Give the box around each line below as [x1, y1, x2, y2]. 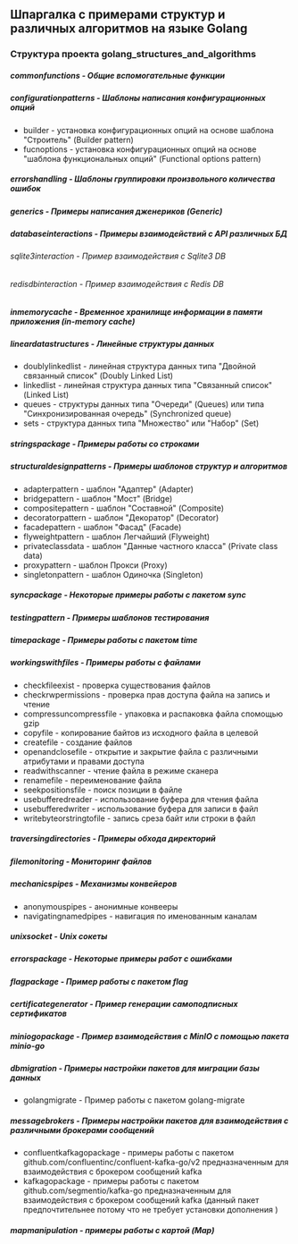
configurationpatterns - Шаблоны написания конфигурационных [10, 93, 266, 104]
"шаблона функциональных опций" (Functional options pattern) [22, 153, 261, 164]
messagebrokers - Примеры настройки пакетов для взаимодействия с [10, 1115, 289, 1126]
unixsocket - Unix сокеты [10, 931, 108, 942]
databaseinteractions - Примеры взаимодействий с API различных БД [10, 228, 288, 239]
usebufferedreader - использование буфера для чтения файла [22, 793, 259, 804]
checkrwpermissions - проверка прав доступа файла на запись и [22, 689, 270, 700]
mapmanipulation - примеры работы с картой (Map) [10, 1224, 215, 1235]
